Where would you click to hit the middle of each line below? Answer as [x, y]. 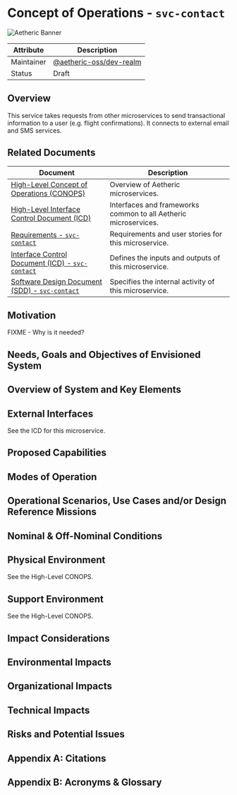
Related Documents [51, 153]
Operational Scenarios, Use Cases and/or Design [117, 501]
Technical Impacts [49, 710]
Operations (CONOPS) [48, 193]
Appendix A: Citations [57, 758]
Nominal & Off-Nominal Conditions [85, 536]
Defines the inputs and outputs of [165, 258]
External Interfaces [50, 413]
